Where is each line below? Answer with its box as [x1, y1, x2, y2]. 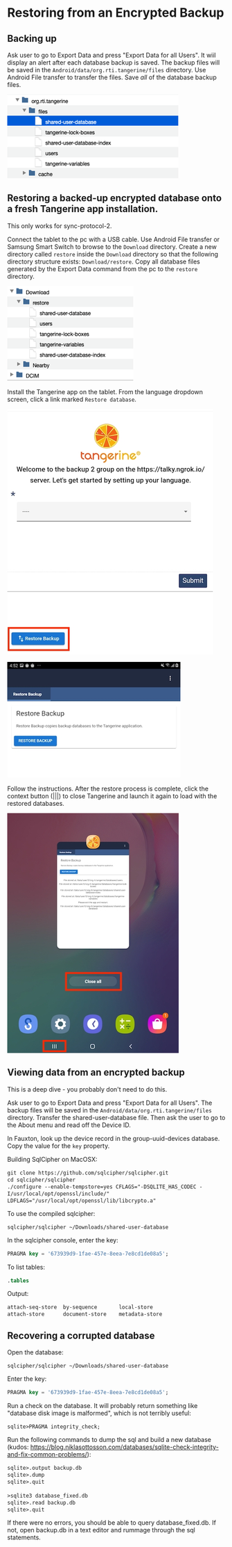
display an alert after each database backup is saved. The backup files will [7, 58, 220, 67]
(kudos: [7, 1443, 29, 1451]
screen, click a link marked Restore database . [7, 395, 137, 403]
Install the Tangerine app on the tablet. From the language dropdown [7, 387, 203, 396]
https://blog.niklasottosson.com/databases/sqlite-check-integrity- [30, 1443, 220, 1451]
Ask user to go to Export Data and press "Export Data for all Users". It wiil [7, 51, 216, 59]
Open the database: [7, 1348, 64, 1356]
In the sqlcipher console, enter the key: [7, 1236, 119, 1244]
